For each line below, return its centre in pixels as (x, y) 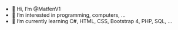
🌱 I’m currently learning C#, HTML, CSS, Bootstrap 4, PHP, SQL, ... (92, 21)
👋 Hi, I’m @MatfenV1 (36, 9)
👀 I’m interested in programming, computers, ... (69, 15)
